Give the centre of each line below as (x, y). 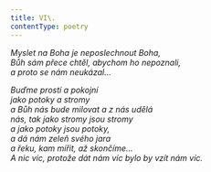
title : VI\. (33, 18)
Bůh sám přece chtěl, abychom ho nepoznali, (96, 62)
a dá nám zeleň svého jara (61, 138)
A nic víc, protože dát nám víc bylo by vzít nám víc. (107, 157)
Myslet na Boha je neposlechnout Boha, (85, 52)
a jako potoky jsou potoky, (60, 128)
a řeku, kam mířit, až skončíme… (72, 148)
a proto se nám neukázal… (61, 72)
